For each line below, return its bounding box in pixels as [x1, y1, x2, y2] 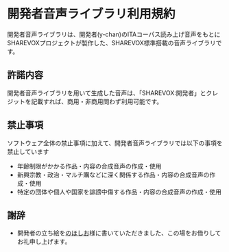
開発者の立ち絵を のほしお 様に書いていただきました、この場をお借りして [16, 229, 221, 237]
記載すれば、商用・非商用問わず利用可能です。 [30, 97, 163, 105]
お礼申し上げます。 [16, 238, 71, 246]
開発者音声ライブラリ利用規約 [7, 6, 176, 22]
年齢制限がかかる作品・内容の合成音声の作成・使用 [16, 162, 162, 170]
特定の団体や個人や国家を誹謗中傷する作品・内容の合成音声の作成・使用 [16, 188, 221, 196]
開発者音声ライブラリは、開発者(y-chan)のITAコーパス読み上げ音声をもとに [7, 30, 221, 38]
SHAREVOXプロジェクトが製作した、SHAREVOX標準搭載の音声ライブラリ [7, 38, 216, 47]
